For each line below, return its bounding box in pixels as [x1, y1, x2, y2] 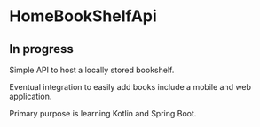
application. [9, 91, 52, 101]
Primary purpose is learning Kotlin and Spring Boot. [9, 108, 197, 118]
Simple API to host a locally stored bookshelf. [9, 64, 175, 75]
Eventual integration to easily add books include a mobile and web [9, 82, 251, 92]
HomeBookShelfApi [9, 6, 157, 26]
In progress [9, 41, 74, 56]
